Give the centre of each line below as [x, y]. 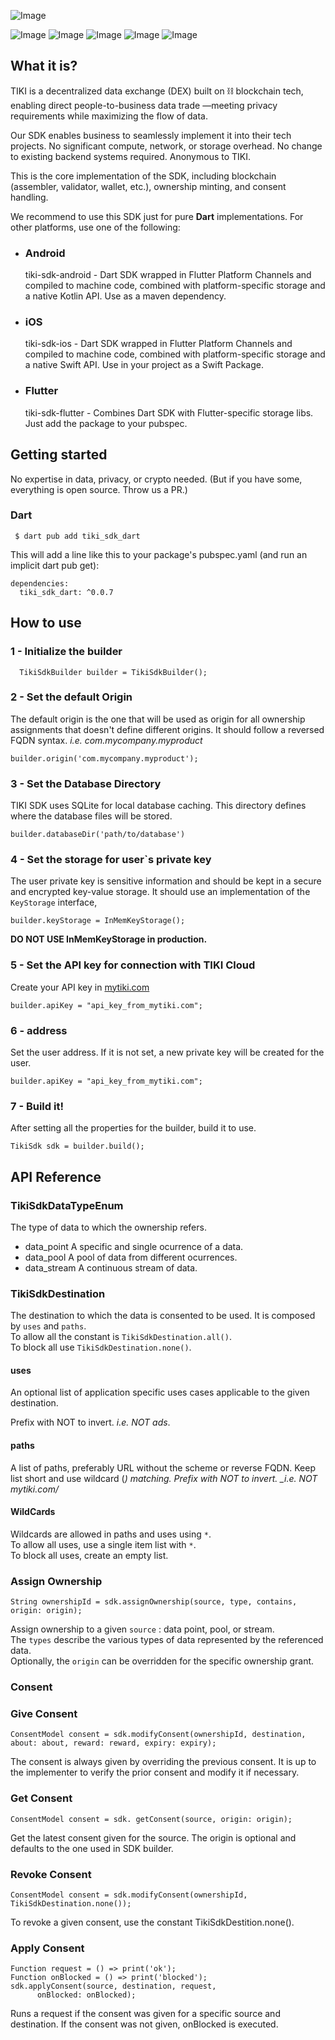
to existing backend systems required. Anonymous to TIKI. [131, 156]
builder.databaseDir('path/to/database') [98, 835]
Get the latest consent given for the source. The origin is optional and [153, 1837]
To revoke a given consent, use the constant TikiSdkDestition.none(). [152, 1922]
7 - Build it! [37, 1106]
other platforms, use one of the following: [95, 227]
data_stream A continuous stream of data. [111, 1267]
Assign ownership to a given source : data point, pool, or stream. [142, 1629]
